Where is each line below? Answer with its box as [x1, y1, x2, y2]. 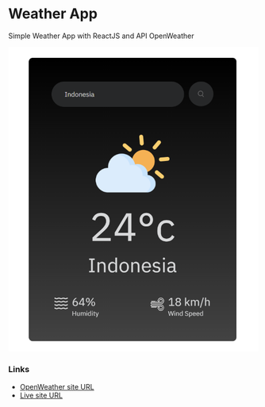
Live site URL [19, 390, 63, 400]
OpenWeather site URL [19, 382, 94, 391]
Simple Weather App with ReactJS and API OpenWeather [8, 31, 194, 40]
